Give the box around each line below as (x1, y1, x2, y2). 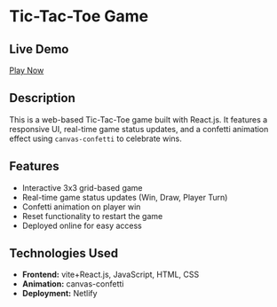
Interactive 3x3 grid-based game (21, 182, 144, 193)
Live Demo (9, 42, 69, 57)
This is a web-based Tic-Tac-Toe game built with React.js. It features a (9, 114, 268, 125)
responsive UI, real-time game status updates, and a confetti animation (9, 123, 269, 134)
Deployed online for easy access (21, 220, 142, 231)
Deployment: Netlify (21, 288, 98, 299)
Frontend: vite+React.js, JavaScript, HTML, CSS (21, 269, 200, 280)
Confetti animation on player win (21, 201, 141, 212)
